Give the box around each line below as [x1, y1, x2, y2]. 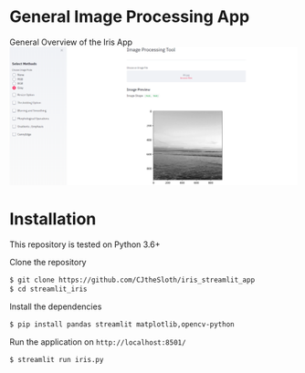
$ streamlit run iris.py [9, 356, 104, 365]
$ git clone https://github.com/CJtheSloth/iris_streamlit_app [9, 275, 256, 285]
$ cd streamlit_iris [9, 285, 89, 294]
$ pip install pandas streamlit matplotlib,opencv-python [9, 320, 235, 329]
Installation [9, 208, 97, 229]
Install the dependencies [9, 301, 102, 312]
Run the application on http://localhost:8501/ [9, 337, 186, 347]
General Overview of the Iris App [9, 36, 133, 47]
